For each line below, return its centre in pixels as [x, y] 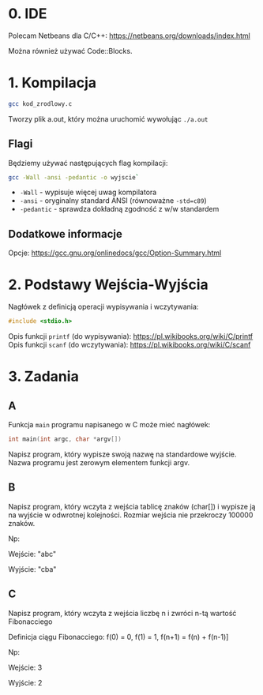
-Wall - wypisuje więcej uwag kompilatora [88, 192]
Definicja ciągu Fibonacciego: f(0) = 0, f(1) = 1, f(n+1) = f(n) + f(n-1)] [118, 637]
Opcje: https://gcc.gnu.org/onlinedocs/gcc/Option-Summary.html [115, 253]
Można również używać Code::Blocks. [70, 51]
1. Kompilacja [53, 83]
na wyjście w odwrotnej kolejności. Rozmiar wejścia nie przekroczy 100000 [131, 515]
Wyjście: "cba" [32, 569]
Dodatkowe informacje [65, 234]
